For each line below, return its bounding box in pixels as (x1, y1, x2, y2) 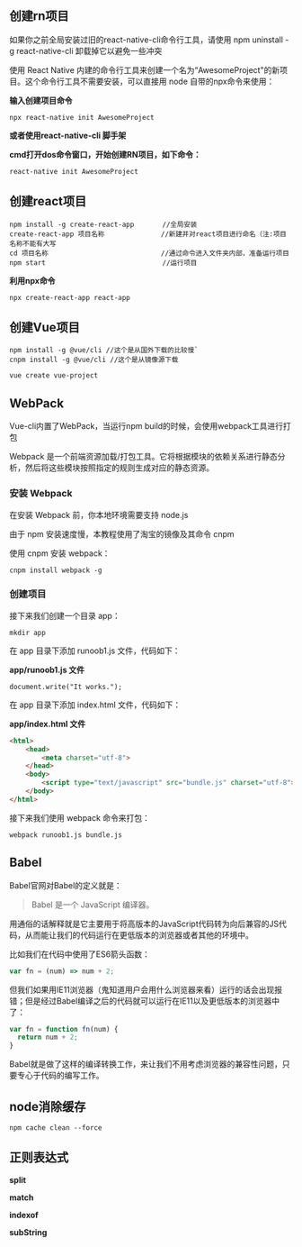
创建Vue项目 (9, 320, 81, 335)
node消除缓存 (9, 1098, 86, 1115)
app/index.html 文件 (9, 718, 86, 729)
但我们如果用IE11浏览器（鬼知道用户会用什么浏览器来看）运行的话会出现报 (9, 984, 283, 995)
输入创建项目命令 (9, 95, 73, 105)
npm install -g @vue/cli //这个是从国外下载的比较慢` (9, 346, 199, 355)
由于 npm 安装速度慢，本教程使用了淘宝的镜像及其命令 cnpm (9, 528, 235, 539)
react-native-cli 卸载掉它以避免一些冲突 (16, 45, 163, 56)
